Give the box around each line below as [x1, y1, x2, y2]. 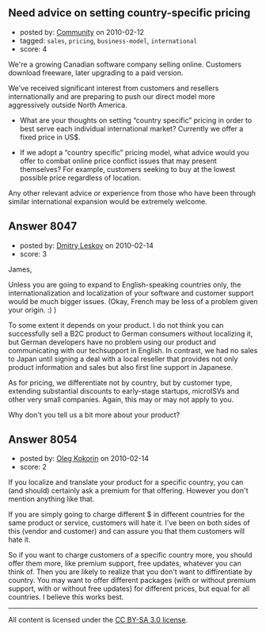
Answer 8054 [8, 433, 78, 447]
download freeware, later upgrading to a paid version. [8, 67, 184, 78]
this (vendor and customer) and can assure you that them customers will [8, 527, 245, 536]
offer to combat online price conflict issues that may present [19, 156, 217, 166]
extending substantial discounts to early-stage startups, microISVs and [8, 386, 240, 395]
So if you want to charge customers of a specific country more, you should [8, 550, 253, 560]
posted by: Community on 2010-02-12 [19, 27, 145, 36]
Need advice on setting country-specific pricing [8, 6, 251, 20]
